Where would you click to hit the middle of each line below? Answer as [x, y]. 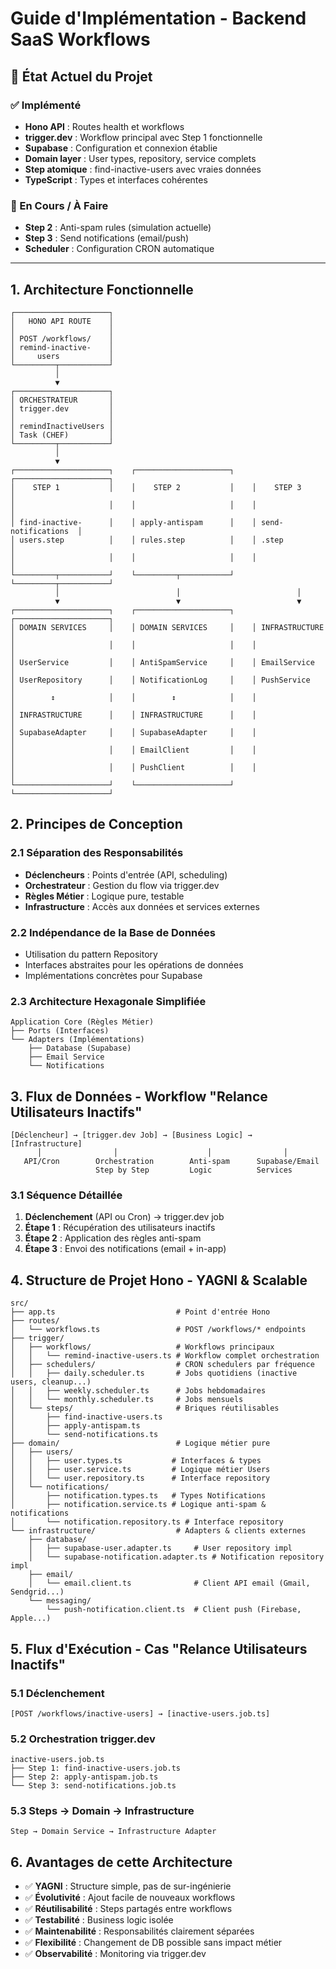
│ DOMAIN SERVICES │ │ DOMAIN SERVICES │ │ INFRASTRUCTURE [167, 627]
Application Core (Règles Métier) [82, 1022]
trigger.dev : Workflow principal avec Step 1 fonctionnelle [143, 137]
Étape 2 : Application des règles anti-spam [113, 1238]
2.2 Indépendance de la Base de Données [113, 932]
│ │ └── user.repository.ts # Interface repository [140, 1478]
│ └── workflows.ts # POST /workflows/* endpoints [158, 1330]
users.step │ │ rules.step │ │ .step [151, 540]
